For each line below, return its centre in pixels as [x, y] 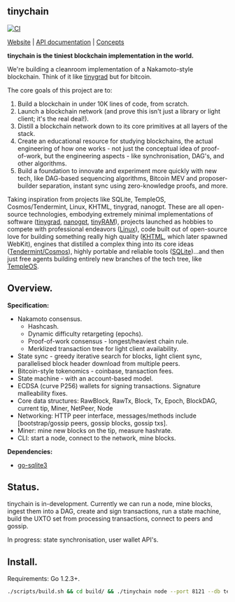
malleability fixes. [42, 393]
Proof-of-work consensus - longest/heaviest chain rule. [108, 341]
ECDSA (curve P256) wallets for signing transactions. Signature [109, 385]
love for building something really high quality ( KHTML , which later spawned [117, 236]
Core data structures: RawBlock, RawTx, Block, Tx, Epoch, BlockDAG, [117, 401]
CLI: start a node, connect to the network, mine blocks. [97, 438]
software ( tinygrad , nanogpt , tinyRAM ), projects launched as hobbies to [110, 221]
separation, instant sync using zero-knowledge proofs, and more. [134, 186]
